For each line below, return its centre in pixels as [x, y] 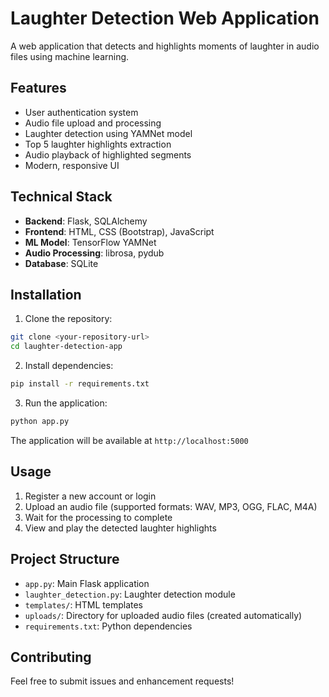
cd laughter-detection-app [66, 347]
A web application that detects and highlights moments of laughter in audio [165, 46]
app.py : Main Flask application [87, 583]
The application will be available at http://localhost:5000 [129, 440]
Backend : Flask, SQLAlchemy [86, 221]
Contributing [51, 657]
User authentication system [81, 112]
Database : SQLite [61, 263]
